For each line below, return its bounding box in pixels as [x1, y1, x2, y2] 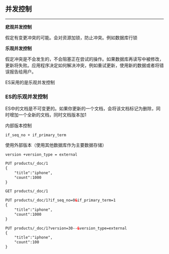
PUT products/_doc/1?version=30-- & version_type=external [5, 226, 127, 231]
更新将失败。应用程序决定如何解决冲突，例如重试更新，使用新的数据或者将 [5, 62, 159, 68]
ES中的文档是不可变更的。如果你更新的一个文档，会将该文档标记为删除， [5, 105, 156, 112]
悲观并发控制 [5, 24, 32, 30]
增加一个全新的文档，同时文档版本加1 [9, 112, 87, 118]
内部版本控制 [5, 122, 32, 129]
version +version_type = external [5, 152, 78, 157]
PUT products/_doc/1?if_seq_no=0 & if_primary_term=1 [5, 198, 116, 203]
